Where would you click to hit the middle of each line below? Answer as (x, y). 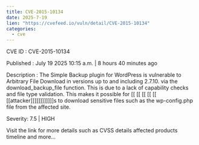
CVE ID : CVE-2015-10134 (38, 51)
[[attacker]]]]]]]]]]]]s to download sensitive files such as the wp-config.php (100, 101)
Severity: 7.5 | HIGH (31, 119)
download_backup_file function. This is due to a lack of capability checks (97, 88)
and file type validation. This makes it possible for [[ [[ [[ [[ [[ (81, 94)
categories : (21, 29)
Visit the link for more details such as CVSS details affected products (92, 130)
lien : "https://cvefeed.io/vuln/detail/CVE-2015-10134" (78, 23)
